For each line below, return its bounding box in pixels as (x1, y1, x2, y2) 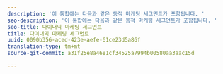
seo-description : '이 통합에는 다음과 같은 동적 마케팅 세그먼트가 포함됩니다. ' (7, 17, 217, 24)
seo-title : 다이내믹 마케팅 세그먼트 (7, 23, 103, 30)
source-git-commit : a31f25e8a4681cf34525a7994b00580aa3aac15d (7, 50, 195, 57)
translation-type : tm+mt (7, 43, 81, 50)
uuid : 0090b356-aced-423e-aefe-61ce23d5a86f (7, 37, 141, 44)
